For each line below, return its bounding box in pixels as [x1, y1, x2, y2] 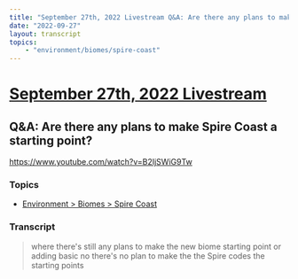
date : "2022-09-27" [9, 21, 82, 30]
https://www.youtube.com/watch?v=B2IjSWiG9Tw [9, 157, 193, 167]
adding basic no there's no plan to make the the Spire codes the [30, 250, 265, 261]
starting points [30, 260, 84, 270]
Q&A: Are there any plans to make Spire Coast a [9, 119, 278, 134]
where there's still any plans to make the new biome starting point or [30, 241, 282, 252]
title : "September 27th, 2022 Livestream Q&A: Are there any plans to [9, 12, 276, 22]
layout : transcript [9, 29, 82, 38]
